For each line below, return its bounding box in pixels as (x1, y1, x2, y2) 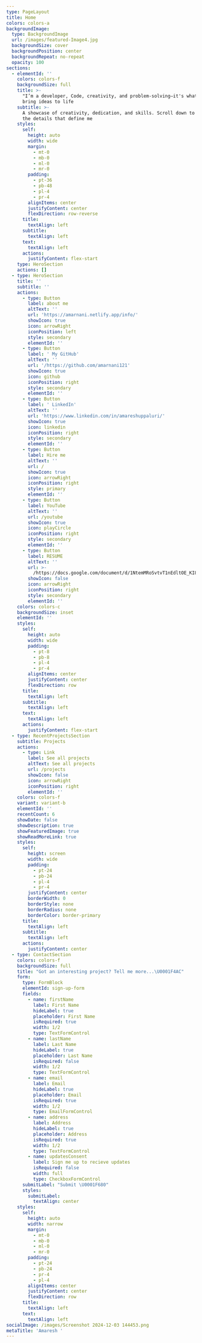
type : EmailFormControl (32, 1109, 93, 1115)
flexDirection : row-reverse (28, 211, 98, 217)
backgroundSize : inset (17, 609, 74, 616)
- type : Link (22, 750, 55, 756)
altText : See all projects (28, 761, 96, 767)
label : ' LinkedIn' (28, 402, 77, 408)
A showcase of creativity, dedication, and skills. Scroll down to (22, 110, 195, 116)
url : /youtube (28, 514, 63, 520)
